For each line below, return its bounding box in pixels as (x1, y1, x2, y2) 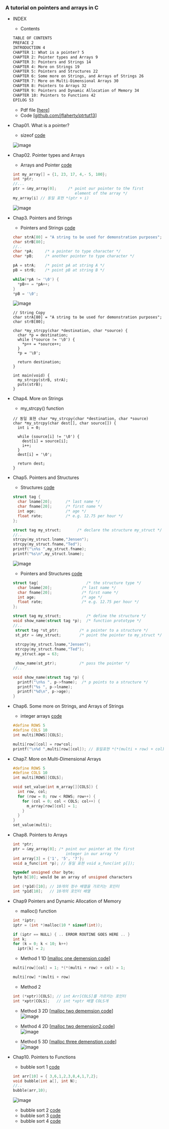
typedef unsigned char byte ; (12, 870, 75, 875)
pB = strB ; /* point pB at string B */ (12, 268, 105, 273)
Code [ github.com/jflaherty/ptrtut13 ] (20, 112, 97, 118)
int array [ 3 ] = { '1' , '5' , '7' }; (12, 856, 84, 861)
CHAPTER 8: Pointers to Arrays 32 (12, 83, 87, 89)
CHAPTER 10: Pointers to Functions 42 (12, 93, 96, 98)
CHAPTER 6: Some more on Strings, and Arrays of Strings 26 (12, 74, 144, 79)
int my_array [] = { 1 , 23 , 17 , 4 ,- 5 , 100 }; (12, 172, 108, 177)
